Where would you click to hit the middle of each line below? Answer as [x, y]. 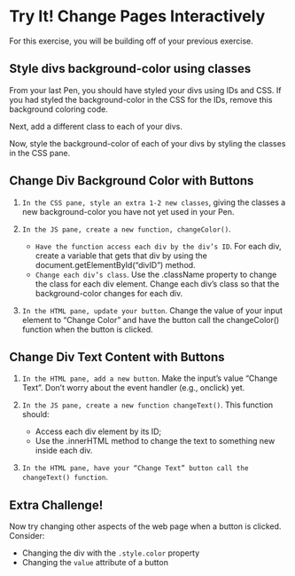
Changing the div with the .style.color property [111, 553]
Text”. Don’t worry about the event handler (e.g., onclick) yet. [133, 388]
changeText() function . [65, 477]
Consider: [27, 536]
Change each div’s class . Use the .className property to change [156, 274]
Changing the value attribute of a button [95, 563]
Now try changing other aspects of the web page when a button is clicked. [145, 526]
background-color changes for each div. [109, 293]
